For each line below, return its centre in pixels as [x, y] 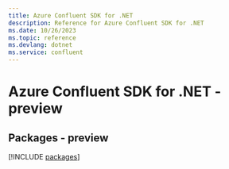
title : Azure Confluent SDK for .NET [71, 15]
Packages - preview [58, 138]
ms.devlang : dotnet [41, 45]
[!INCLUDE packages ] [44, 157]
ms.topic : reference [43, 38]
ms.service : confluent [46, 52]
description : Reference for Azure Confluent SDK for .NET [106, 23]
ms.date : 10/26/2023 [43, 30]
